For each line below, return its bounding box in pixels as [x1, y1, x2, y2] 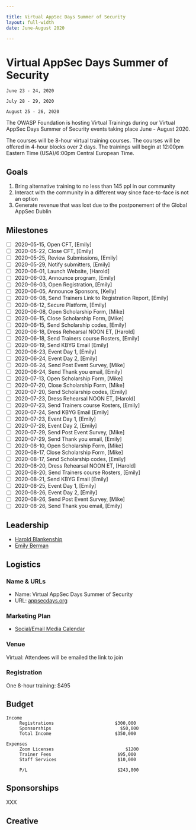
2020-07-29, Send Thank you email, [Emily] [14, 435, 123, 443]
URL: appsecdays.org [14, 597, 68, 604]
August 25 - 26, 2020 [6, 109, 60, 115]
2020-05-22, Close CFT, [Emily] [14, 248, 94, 254]
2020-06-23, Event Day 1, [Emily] [14, 348, 97, 355]
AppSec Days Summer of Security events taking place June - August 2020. [6, 125, 191, 132]
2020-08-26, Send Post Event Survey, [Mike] [14, 496, 126, 503]
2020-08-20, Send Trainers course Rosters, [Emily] [14, 469, 140, 476]
